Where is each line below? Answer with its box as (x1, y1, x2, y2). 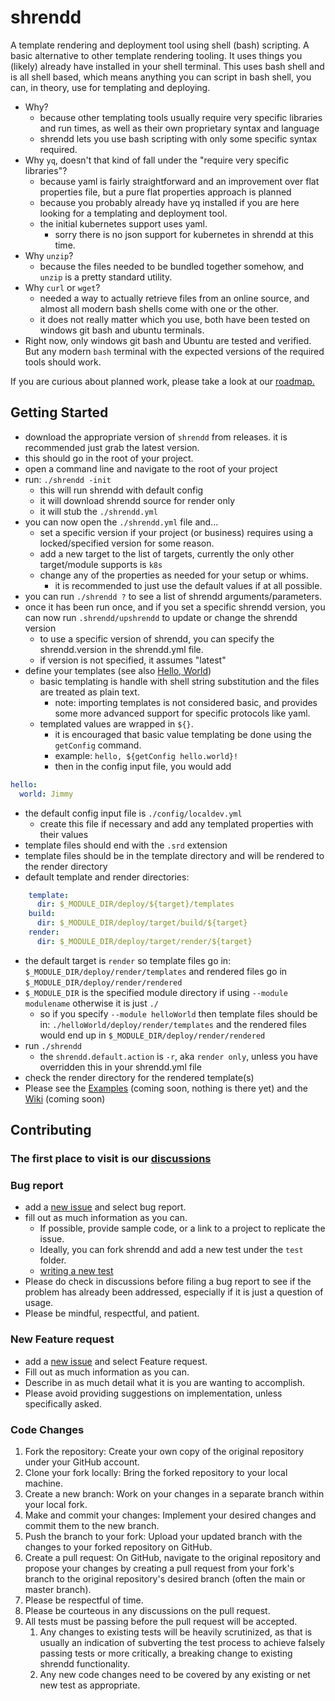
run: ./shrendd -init (24, 473, 112, 485)
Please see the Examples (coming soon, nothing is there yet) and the (24, 1082, 308, 1094)
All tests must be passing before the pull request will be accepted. (24, 1615, 298, 1627)
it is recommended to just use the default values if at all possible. (54, 579, 323, 591)
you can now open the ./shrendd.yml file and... (24, 516, 219, 528)
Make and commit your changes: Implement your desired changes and (24, 1509, 317, 1521)
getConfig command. (54, 739, 142, 751)
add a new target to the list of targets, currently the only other (39, 547, 295, 560)
